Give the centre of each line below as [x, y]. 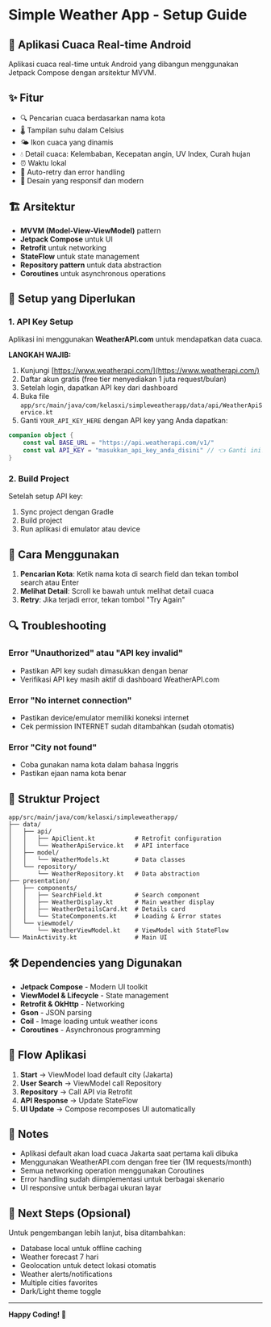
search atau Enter [49, 582]
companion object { [41, 435]
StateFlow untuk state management [79, 256]
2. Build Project [39, 478]
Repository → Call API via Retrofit [76, 1091]
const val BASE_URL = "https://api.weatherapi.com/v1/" [119, 443]
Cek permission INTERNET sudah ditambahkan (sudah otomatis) [127, 726]
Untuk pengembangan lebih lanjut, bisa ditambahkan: [97, 1233]
